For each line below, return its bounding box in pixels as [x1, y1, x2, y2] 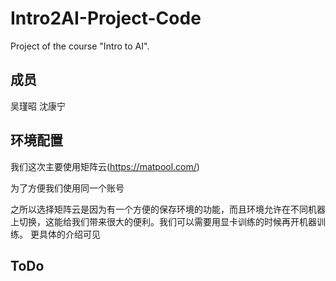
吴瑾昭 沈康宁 [10, 100, 66, 112]
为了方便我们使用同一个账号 [10, 182, 125, 194]
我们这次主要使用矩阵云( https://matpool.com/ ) [10, 160, 200, 172]
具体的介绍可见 [38, 228, 101, 240]
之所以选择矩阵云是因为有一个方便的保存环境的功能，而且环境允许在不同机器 [10, 203, 326, 215]
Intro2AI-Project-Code [10, 7, 202, 30]
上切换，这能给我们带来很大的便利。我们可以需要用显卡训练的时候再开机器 [10, 215, 317, 227]
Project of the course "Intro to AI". [10, 40, 150, 52]
